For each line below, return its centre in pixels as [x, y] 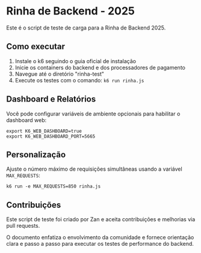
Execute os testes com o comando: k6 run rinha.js [79, 80]
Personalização [36, 154]
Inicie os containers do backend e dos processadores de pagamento [100, 67]
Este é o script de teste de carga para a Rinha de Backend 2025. [86, 28]
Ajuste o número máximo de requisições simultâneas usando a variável [94, 169]
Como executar [36, 47]
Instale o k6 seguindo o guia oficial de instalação [76, 61]
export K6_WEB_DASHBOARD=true [44, 131]
